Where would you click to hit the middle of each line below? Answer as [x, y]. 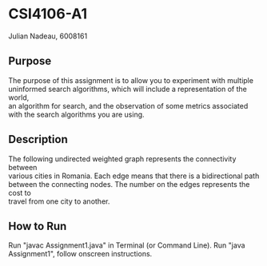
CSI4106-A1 [48, 14]
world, [19, 97]
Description [38, 139]
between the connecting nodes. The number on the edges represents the [129, 184]
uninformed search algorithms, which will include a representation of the [128, 89]
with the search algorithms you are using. [77, 114]
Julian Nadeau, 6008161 [48, 36]
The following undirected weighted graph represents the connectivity [122, 159]
